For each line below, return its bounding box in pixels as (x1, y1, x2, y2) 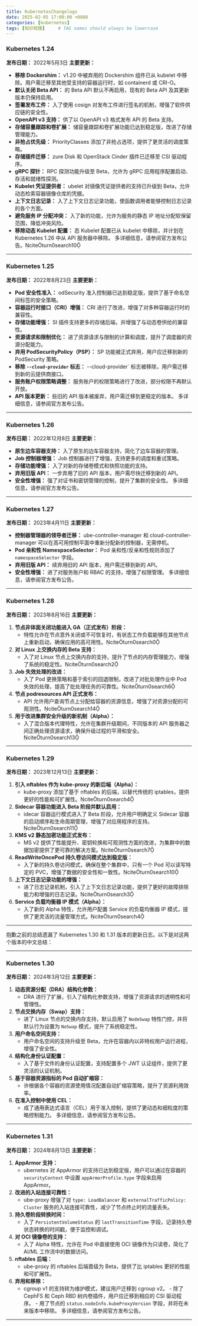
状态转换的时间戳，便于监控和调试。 (23, 1225, 112, 1233)
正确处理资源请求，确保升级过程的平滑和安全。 (28, 727, 143, 734)
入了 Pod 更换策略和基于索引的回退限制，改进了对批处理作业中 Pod (23, 675, 187, 682)
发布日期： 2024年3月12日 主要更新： (6, 973, 98, 980)
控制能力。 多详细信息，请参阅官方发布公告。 (28, 1112, 139, 1119)
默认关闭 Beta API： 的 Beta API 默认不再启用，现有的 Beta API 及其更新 (14, 86, 190, 93)
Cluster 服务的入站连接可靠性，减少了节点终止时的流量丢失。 (23, 1204, 173, 1211)
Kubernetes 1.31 (6, 1133, 53, 1141)
